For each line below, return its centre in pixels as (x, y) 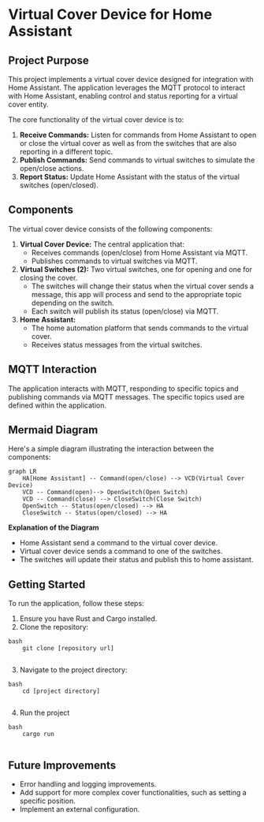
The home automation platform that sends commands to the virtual (140, 328)
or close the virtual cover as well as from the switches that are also (128, 143)
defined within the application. (57, 405)
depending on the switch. (73, 303)
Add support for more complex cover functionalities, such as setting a (133, 793)
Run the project (45, 713)
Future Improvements (62, 765)
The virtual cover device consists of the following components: (110, 229)
